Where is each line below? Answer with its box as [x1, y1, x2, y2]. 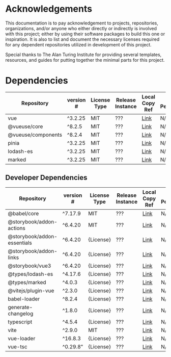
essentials [8, 239, 32, 246]
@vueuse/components [8, 131, 63, 138]
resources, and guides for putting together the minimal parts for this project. [5, 57, 165, 63]
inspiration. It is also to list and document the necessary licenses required [5, 36, 160, 42]
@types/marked [8, 278, 47, 286]
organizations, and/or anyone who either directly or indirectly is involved [5, 25, 157, 31]
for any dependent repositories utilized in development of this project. [5, 41, 152, 47]
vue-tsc [8, 343, 27, 350]
